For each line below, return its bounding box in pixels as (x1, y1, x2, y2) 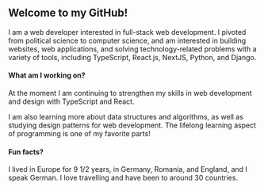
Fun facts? (8, 146, 44, 157)
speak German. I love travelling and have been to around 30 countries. (8, 173, 239, 183)
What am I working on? (8, 70, 86, 80)
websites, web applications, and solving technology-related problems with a (8, 44, 257, 54)
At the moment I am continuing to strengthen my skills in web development (8, 89, 252, 98)
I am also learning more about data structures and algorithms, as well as (8, 112, 244, 122)
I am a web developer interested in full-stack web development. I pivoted (8, 27, 247, 36)
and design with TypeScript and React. (8, 97, 135, 106)
